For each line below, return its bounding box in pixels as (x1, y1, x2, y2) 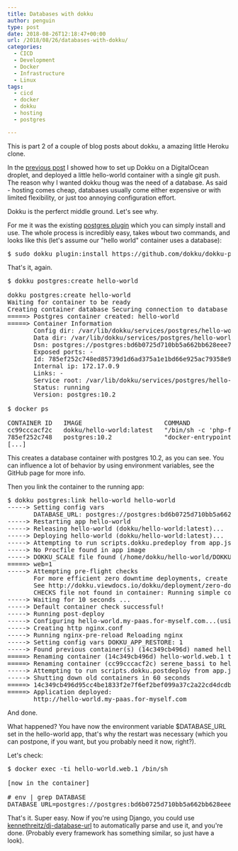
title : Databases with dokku (7, 10, 93, 18)
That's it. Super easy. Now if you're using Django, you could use (7, 813, 195, 822)
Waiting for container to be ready (7, 298, 131, 306)
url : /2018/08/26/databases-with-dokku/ (7, 37, 129, 44)
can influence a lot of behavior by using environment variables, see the (7, 461, 215, 470)
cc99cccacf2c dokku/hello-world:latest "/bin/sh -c (7, 425, 205, 434)
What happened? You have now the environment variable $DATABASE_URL (7, 722, 227, 730)
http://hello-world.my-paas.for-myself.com (33, 695, 187, 703)
